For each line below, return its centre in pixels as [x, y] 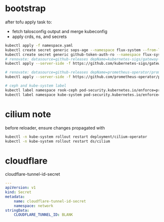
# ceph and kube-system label [36, 86]
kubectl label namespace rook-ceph [41, 90]
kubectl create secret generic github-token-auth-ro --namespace [73, 55]
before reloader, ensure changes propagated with [55, 128]
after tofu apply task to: [29, 22]
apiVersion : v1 [20, 188]
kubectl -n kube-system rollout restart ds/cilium [58, 141]
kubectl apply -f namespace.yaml [39, 45]
